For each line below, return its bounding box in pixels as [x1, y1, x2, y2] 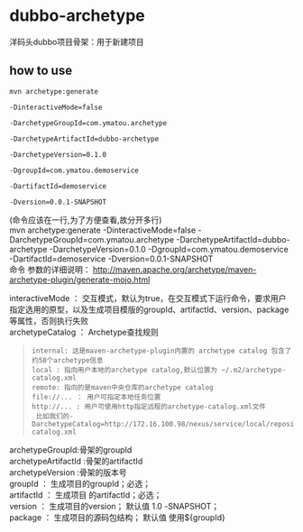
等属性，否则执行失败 [9, 315, 88, 326]
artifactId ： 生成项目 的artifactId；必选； [9, 489, 162, 500]
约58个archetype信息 [31, 355, 104, 365]
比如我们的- [35, 411, 74, 420]
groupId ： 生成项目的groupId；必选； [9, 478, 151, 489]
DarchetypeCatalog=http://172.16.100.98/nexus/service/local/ [31, 419, 271, 428]
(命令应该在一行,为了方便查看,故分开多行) [9, 214, 162, 225]
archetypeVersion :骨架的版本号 [9, 466, 127, 478]
